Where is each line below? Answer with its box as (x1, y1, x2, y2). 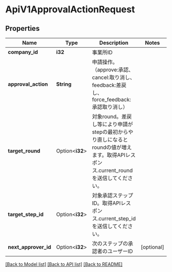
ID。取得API (92, 200, 121, 206)
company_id (8, 49, 38, 55)
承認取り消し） (92, 104, 128, 110)
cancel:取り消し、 (92, 74, 136, 81)
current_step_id (98, 215, 136, 222)
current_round (98, 167, 133, 174)
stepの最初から (92, 128, 128, 135)
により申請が (102, 121, 133, 128)
